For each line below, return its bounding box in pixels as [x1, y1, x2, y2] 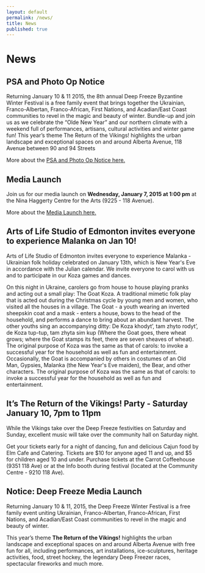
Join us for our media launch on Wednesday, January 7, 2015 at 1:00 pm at [6, 191, 196, 198]
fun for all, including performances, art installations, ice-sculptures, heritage [6, 547, 198, 554]
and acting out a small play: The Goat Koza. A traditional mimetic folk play [6, 290, 192, 297]
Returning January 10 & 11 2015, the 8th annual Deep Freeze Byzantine [6, 93, 183, 100]
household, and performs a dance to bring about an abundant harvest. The [6, 316, 195, 323]
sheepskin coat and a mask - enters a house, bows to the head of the [6, 309, 181, 316]
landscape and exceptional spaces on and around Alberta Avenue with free [6, 540, 195, 547]
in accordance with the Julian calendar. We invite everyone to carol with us [6, 265, 195, 272]
